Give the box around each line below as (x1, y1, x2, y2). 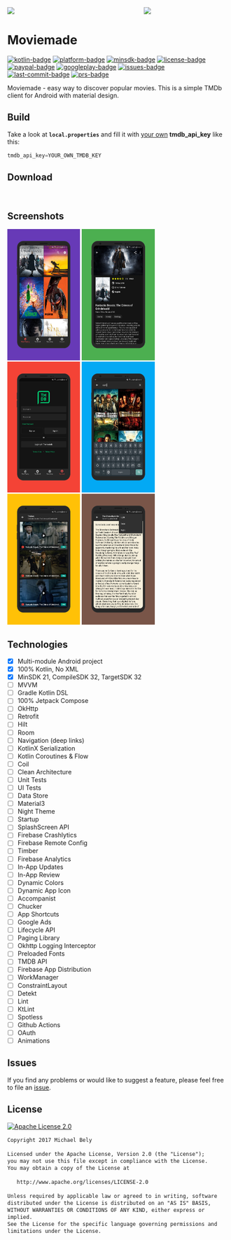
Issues (7, 1057, 37, 1069)
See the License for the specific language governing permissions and (7, 1220, 218, 1227)
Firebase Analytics (17, 854, 71, 863)
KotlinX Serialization (17, 744, 76, 752)
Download (7, 172, 52, 183)
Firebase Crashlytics (17, 831, 77, 840)
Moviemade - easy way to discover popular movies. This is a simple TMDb (7, 83, 223, 92)
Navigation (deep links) (17, 736, 85, 744)
